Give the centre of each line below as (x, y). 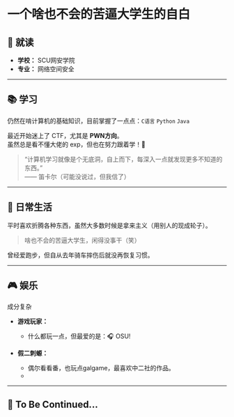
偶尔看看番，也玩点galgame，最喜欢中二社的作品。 (101, 368)
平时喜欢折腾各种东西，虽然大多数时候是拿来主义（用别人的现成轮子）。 (109, 225)
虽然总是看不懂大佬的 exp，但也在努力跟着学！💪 (77, 144)
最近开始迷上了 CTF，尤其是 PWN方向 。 (65, 135)
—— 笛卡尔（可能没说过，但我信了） (77, 176)
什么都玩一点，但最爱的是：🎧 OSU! (79, 336)
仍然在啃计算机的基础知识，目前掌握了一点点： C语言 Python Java (99, 121)
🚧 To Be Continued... (53, 404)
